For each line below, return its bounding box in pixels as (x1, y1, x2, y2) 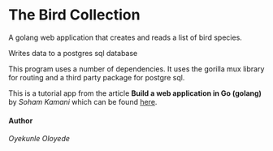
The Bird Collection (8, 6, 141, 24)
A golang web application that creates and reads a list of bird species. (8, 32, 242, 42)
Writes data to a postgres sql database (8, 48, 138, 58)
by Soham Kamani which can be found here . (8, 97, 158, 106)
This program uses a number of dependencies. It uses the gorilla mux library (8, 63, 265, 74)
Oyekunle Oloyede (8, 134, 71, 144)
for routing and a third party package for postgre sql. (8, 72, 185, 82)
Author (8, 115, 33, 125)
